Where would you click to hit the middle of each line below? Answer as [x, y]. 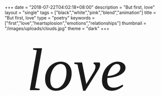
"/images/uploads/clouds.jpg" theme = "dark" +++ [57, 28]
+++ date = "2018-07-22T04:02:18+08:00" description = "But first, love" [80, 7]
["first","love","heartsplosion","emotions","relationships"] [63, 23]
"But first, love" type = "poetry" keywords [48, 18]
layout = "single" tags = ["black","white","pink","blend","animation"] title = [80, 12]
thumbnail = [134, 23]
